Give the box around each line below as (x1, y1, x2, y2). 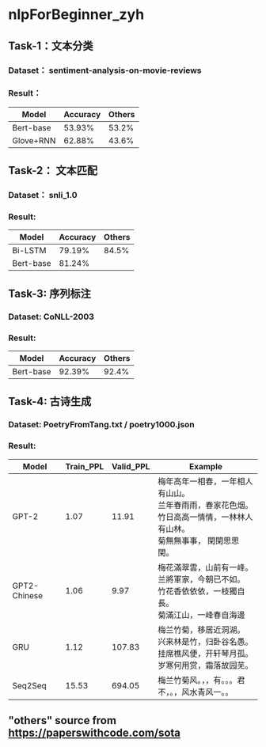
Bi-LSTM (12, 245, 47, 256)
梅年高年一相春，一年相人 (158, 476, 253, 487)
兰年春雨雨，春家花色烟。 (158, 499, 253, 510)
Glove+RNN (12, 135, 56, 146)
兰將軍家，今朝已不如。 (158, 574, 245, 585)
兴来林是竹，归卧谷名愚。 (158, 635, 253, 647)
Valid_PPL (111, 461, 150, 472)
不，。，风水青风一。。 (158, 686, 234, 697)
